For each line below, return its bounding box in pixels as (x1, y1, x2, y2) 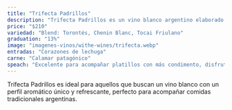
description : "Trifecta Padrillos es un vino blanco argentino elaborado (7, 16, 224, 23)
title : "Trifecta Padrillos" (7, 10, 91, 17)
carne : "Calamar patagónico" (7, 55, 91, 62)
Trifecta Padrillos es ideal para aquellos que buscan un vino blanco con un (7, 80, 220, 88)
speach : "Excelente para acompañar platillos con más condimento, (7, 61, 202, 68)
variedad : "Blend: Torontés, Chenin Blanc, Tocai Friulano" (7, 29, 184, 36)
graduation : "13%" (7, 36, 60, 43)
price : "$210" (7, 23, 48, 30)
